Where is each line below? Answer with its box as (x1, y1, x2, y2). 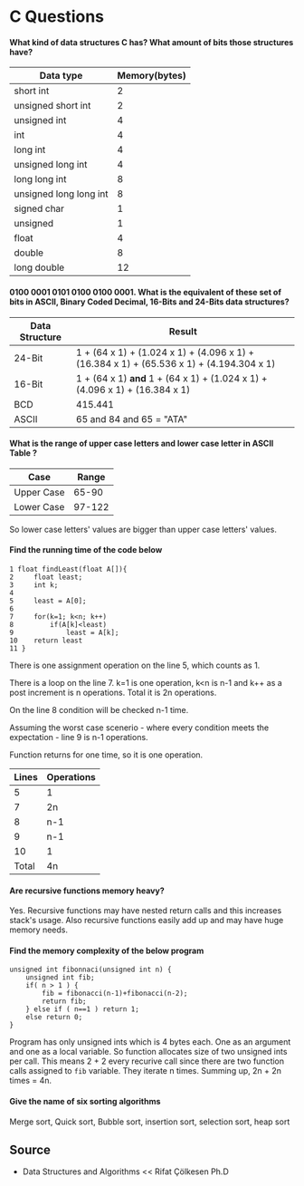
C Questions (9, 6, 105, 27)
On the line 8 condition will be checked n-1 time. (9, 705, 189, 715)
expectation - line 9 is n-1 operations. (9, 732, 148, 742)
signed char (14, 202, 65, 215)
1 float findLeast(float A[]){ (9, 564, 128, 574)
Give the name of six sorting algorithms (9, 1096, 161, 1106)
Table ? (9, 448, 38, 458)
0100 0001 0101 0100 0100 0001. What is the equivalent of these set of (9, 286, 282, 297)
